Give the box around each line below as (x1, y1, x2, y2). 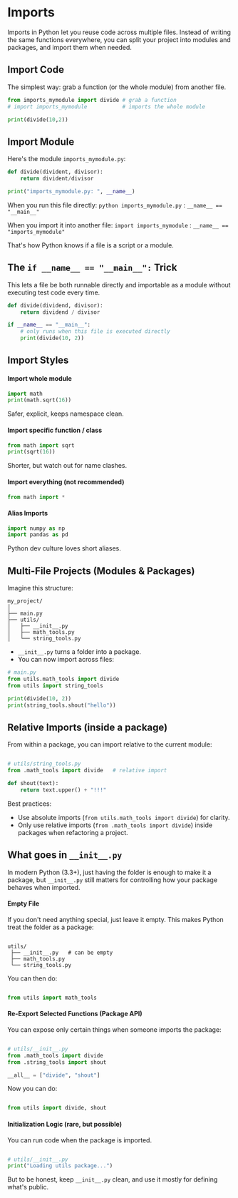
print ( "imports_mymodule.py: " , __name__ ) (7, 188, 135, 195)
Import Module (7, 135, 75, 148)
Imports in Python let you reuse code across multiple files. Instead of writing (7, 28, 232, 36)
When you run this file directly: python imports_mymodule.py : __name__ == (7, 200, 222, 209)
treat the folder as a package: (7, 923, 94, 931)
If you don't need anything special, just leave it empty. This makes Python (7, 915, 224, 923)
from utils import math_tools (7, 994, 98, 1001)
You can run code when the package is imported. (7, 1135, 152, 1145)
